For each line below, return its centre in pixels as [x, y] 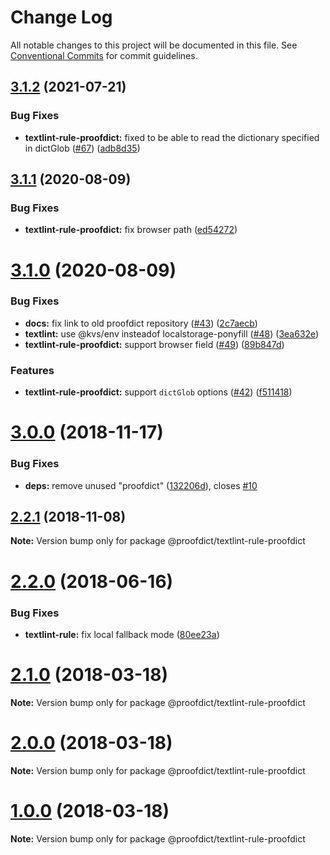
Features [32, 370]
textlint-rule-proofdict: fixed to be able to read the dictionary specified [172, 137]
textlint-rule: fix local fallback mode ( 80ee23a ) [122, 634]
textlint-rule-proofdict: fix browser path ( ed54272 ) [131, 230]
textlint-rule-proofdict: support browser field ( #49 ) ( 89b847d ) [154, 344]
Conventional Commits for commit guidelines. [104, 55]
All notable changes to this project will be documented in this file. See [154, 45]
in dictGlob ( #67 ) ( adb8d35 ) [82, 148]
